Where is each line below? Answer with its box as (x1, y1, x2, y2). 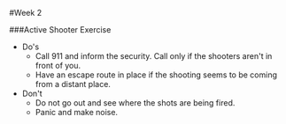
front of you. (35, 61, 81, 70)
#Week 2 (9, 8, 43, 18)
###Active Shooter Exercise (9, 25, 112, 34)
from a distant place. (35, 79, 111, 89)
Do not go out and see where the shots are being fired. (35, 98, 236, 108)
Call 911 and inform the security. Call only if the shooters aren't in (35, 51, 273, 61)
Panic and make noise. (35, 107, 118, 117)
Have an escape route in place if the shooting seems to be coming (35, 69, 277, 80)
